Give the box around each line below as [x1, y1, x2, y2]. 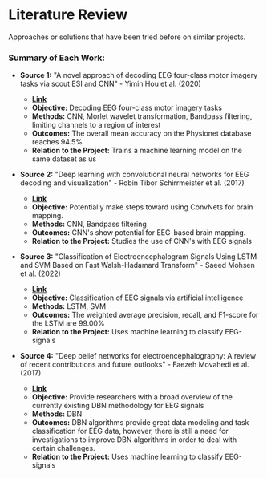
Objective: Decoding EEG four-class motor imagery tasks [31, 103, 223, 113]
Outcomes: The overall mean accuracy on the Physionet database [31, 128, 252, 138]
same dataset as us [31, 154, 97, 164]
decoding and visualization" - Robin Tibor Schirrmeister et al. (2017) [19, 178, 245, 188]
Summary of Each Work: [8, 52, 106, 63]
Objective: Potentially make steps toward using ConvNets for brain [31, 202, 253, 212]
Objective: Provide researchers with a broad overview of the [31, 392, 233, 402]
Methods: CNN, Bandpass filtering [31, 219, 147, 229]
